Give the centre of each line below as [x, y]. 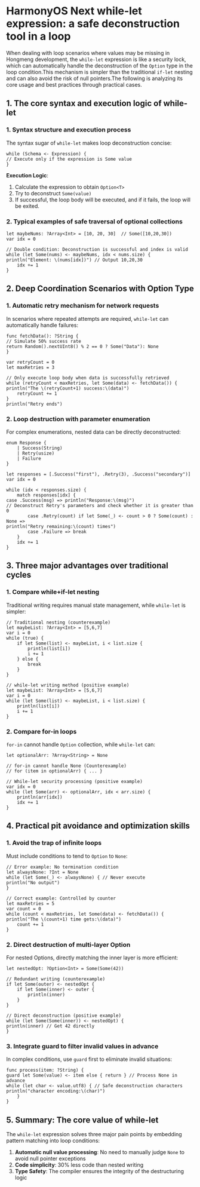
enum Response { [26, 443]
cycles [19, 575]
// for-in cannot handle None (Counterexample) [67, 766]
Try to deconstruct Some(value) [53, 193]
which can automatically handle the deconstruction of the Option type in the [99, 65]
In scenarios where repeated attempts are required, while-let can [87, 318]
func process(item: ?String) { [45, 1071]
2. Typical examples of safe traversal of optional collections [95, 221]
